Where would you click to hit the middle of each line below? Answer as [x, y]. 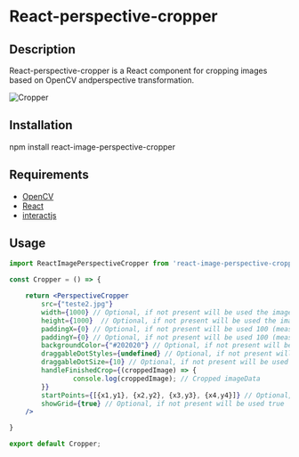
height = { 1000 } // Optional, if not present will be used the [159, 321]
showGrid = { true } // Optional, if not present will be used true [163, 404]
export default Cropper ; [55, 444]
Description [42, 49]
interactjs [39, 215]
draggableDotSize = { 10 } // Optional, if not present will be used [165, 363]
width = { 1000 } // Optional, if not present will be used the [155, 312]
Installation [41, 125]
